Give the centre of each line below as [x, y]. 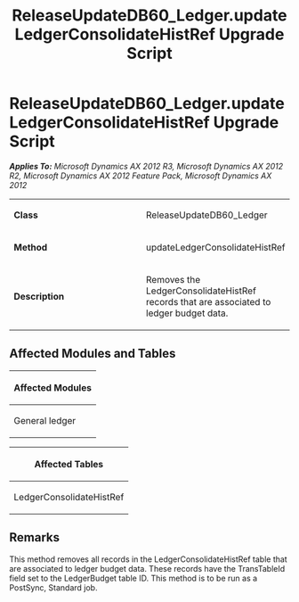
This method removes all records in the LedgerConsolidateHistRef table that [148, 559]
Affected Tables [69, 464]
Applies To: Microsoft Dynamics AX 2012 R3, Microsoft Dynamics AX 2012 [146, 166]
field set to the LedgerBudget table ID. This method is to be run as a [133, 578]
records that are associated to [208, 301]
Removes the [173, 279]
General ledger [45, 420]
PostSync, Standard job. [53, 587]
